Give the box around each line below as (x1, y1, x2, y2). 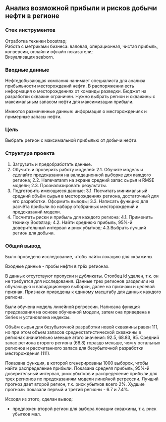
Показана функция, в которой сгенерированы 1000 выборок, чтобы (5, 360, 149, 366)
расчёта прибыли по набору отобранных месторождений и (12, 204, 139, 210)
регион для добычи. (12, 230, 55, 236)
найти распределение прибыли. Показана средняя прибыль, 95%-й (5, 365, 150, 371)
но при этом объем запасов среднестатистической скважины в (5, 329, 141, 335)
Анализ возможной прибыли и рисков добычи (5, 4, 157, 12)
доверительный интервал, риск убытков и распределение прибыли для (5, 370, 158, 376)
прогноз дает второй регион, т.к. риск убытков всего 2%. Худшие (5, 381, 145, 387)
